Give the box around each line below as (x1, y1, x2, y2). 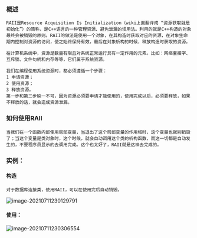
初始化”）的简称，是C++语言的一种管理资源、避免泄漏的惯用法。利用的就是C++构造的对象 (6, 27, 192, 32)
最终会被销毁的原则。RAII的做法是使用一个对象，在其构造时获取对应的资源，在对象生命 (6, 32, 188, 39)
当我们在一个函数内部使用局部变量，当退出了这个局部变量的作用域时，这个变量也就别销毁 (6, 129, 191, 135)
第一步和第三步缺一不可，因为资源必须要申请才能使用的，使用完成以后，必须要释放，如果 (6, 93, 191, 99)
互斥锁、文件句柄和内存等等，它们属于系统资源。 (6, 57, 107, 63)
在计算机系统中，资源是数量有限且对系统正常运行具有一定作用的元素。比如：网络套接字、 (6, 50, 191, 57)
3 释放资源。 (6, 87, 34, 93)
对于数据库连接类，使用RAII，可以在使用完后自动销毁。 (6, 187, 123, 193)
